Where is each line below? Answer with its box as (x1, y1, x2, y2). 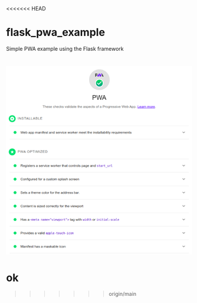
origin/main (109, 291, 137, 298)
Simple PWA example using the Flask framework (6, 45, 124, 52)
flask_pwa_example (6, 26, 105, 39)
